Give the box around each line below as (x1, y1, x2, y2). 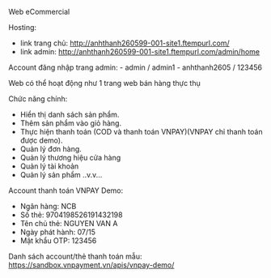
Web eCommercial (8, 7, 70, 16)
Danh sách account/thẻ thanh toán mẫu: (8, 251, 142, 261)
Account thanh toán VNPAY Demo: (8, 186, 124, 195)
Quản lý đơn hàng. (19, 144, 83, 153)
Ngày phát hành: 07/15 (19, 227, 95, 237)
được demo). (19, 135, 63, 145)
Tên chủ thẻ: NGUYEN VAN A (19, 219, 118, 228)
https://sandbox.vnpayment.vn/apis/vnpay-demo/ (8, 260, 175, 270)
